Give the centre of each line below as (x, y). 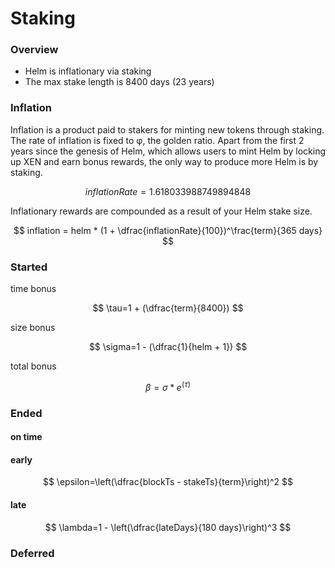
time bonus (33, 289)
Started (29, 267)
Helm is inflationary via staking (88, 71)
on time (26, 437)
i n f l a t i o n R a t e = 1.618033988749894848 (168, 191)
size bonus (33, 328)
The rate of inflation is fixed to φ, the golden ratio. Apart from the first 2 (157, 140)
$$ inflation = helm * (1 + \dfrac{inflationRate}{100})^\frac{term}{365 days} (168, 230)
